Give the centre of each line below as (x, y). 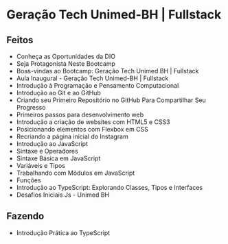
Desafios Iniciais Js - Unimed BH (63, 195)
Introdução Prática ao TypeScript (63, 232)
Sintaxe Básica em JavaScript (58, 158)
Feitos (20, 40)
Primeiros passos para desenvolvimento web (80, 114)
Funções (29, 180)
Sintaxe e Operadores (47, 151)
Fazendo (25, 216)
